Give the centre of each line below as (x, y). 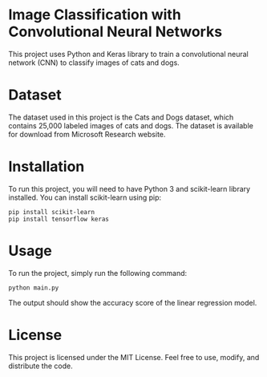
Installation (47, 167)
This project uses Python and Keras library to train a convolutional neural (128, 54)
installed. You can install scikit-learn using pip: (85, 197)
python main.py (34, 288)
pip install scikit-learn (51, 212)
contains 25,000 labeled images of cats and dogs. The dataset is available (131, 125)
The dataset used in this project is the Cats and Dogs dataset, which (121, 117)
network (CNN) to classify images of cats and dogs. (94, 63)
